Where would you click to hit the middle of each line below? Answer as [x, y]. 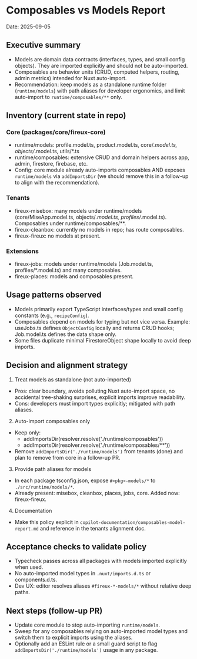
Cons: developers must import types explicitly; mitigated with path [95, 403]
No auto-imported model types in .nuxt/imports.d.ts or [83, 574]
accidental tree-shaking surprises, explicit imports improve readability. [100, 397]
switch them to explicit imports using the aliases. [74, 638]
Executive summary [44, 45]
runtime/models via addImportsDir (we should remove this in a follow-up [101, 176]
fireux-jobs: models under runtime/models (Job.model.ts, [84, 264]
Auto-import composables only [52, 421]
